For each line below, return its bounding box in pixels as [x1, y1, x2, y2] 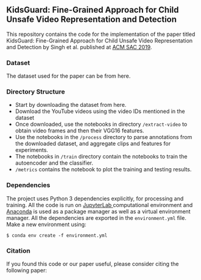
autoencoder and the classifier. [15, 159, 93, 166]
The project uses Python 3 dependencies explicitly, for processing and [6, 194, 184, 202]
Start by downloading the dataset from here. [15, 101, 127, 109]
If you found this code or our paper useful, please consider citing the [6, 261, 179, 267]
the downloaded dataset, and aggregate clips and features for [15, 140, 171, 148]
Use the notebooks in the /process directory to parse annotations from [15, 134, 192, 141]
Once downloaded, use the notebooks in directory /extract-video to [15, 121, 188, 128]
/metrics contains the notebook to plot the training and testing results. [15, 166, 192, 173]
